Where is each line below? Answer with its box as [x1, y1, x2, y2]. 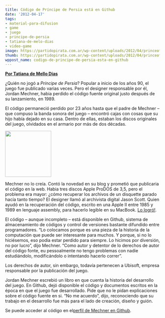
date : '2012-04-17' [5, 12, 45, 17]
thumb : [5, 53, 19, 58]
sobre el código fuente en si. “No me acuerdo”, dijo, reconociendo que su [5, 293, 154, 299]
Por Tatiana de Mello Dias [5, 71, 58, 77]
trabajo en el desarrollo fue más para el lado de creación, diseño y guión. [5, 298, 153, 304]
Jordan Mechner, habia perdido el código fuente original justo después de [5, 91, 155, 97]
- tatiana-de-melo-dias [5, 39, 54, 44]
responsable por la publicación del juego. [5, 268, 89, 274]
